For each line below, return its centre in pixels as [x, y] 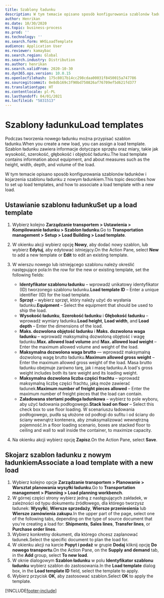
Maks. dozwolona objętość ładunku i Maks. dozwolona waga [82, 331]
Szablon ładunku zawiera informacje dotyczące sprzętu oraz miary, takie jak [82, 149]
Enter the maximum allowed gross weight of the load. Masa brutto [86, 362]
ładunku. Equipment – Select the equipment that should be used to [86, 305]
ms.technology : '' [24, 37]
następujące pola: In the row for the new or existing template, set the [81, 270]
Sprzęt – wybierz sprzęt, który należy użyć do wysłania [75, 300]
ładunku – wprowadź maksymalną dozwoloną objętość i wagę [82, 336]
